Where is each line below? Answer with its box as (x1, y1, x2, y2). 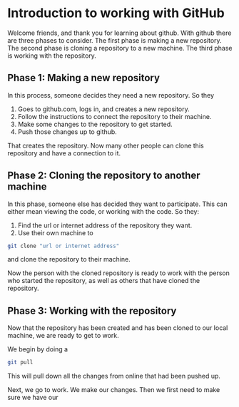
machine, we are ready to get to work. (7, 331, 119, 340)
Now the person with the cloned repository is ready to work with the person (7, 269, 230, 277)
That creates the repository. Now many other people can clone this (7, 141, 205, 150)
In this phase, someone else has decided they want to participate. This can (7, 200, 228, 208)
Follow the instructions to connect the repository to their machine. (17, 112, 212, 120)
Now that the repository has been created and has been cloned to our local (7, 324, 228, 332)
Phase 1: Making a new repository (7, 72, 161, 84)
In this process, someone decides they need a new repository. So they (7, 91, 215, 99)
